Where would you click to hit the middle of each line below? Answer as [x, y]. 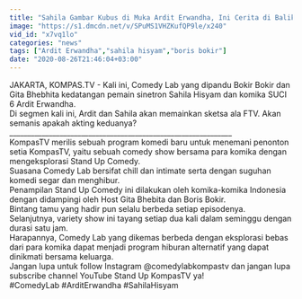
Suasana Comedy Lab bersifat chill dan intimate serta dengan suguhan [140, 171]
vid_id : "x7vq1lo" [44, 34]
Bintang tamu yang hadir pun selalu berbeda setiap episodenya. [127, 209]
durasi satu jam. [39, 228]
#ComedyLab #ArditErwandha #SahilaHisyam [94, 285]
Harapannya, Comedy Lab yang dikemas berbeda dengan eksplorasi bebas [149, 237]
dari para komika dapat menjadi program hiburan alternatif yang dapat [139, 247]
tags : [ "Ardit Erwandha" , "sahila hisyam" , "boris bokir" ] [118, 51]
